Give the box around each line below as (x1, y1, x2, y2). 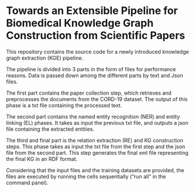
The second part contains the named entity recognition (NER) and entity (6, 113, 180, 120)
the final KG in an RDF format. (6, 155, 78, 162)
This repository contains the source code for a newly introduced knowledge (6, 48, 189, 55)
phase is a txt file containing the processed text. (6, 102, 122, 109)
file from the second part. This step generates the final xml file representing (6, 149, 189, 156)
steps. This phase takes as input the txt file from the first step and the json (6, 143, 186, 150)
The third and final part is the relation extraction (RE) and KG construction (6, 137, 183, 144)
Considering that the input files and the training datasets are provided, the (6, 166, 184, 173)
